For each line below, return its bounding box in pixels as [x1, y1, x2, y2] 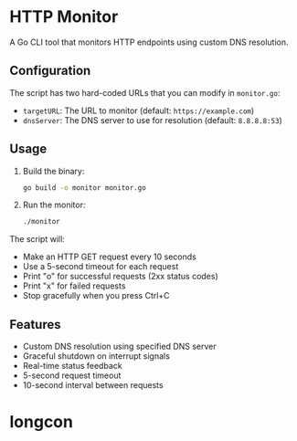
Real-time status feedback [22, 361, 122, 372]
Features [9, 317, 61, 332]
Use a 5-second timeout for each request [22, 261, 179, 272]
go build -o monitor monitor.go [22, 183, 146, 193]
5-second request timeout [22, 370, 122, 381]
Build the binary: [22, 165, 85, 176]
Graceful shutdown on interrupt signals [22, 351, 171, 362]
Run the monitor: [22, 199, 86, 211]
